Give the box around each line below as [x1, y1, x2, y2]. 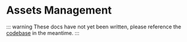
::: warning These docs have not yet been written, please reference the [6, 23, 182, 30]
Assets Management [6, 4, 112, 17]
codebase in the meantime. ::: [6, 29, 80, 36]
